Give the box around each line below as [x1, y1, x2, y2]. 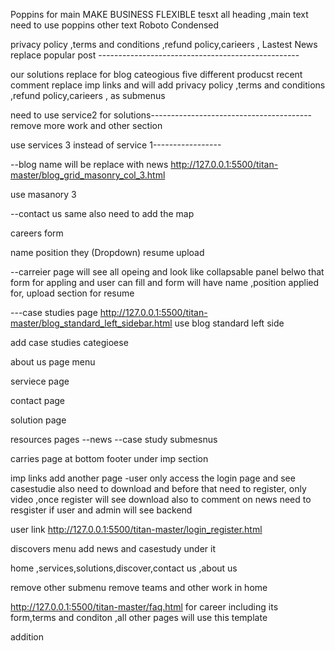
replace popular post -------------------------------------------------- [10, 49, 300, 61]
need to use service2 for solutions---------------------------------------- [10, 109, 313, 121]
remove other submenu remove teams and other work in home [10, 582, 268, 593]
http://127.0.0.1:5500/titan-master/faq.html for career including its [10, 601, 279, 613]
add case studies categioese [10, 337, 129, 348]
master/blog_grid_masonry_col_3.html [10, 169, 166, 181]
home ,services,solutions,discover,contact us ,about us [10, 562, 238, 574]
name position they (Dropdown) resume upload [10, 247, 205, 258]
